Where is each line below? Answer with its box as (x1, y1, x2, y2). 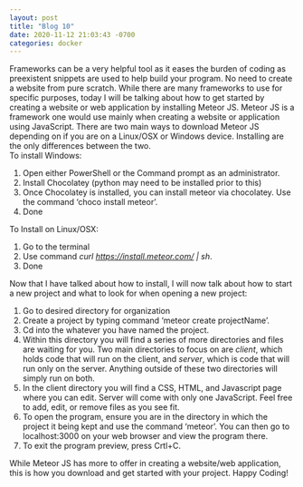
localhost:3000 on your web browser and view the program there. (22, 431, 269, 442)
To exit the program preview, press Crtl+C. (22, 441, 182, 452)
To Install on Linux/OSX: (9, 224, 99, 235)
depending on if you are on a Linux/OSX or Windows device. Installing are (9, 131, 285, 141)
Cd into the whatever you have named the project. (22, 325, 210, 336)
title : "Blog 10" (9, 22, 75, 31)
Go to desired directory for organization (22, 306, 171, 317)
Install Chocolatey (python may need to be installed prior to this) (22, 178, 262, 189)
